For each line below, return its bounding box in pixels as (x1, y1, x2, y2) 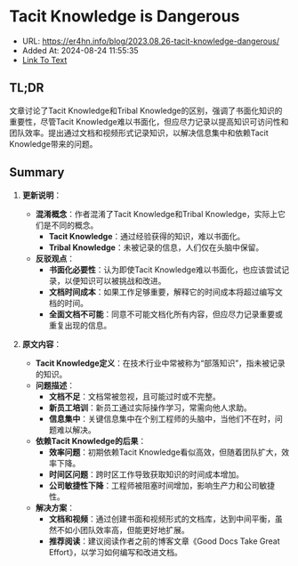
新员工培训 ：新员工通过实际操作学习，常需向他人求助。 (48, 402, 252, 413)
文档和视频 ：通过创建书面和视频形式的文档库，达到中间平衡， (48, 513, 276, 524)
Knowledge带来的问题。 (9, 138, 98, 149)
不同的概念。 (51, 220, 99, 230)
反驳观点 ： (35, 253, 76, 263)
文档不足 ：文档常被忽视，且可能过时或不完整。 (48, 391, 221, 401)
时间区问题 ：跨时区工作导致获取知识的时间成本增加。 (48, 469, 245, 480)
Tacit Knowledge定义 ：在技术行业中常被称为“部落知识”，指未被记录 (35, 358, 286, 368)
